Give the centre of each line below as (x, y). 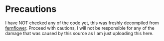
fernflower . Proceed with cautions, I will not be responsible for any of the (80, 28)
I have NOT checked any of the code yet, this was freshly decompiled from (82, 23)
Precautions (31, 9)
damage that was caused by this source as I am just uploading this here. (79, 33)
